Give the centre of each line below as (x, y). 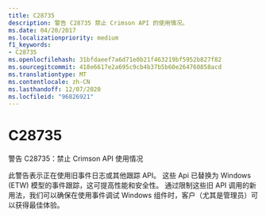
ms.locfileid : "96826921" (51, 97)
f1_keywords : (30, 45)
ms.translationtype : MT (48, 74)
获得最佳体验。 (39, 205)
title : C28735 (32, 15)
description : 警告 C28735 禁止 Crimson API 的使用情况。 (98, 23)
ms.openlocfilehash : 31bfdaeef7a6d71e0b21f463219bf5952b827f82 (115, 60)
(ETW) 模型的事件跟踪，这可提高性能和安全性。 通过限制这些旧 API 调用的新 (132, 185)
